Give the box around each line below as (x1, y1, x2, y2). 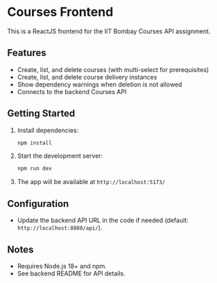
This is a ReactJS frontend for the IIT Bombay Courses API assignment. (7, 27, 211, 35)
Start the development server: (17, 152, 103, 160)
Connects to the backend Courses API (17, 87, 127, 95)
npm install (17, 139, 52, 146)
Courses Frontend (7, 4, 114, 20)
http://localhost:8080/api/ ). (17, 223, 103, 232)
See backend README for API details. (17, 269, 126, 277)
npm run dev (17, 165, 52, 172)
